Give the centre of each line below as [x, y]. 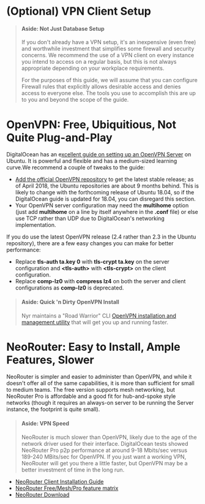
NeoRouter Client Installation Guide [59, 481]
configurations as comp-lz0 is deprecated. [69, 288]
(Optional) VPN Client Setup [79, 11]
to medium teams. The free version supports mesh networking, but [91, 390]
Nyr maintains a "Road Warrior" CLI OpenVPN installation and [99, 315]
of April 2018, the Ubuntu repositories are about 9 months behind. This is [107, 186]
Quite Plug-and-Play [59, 138]
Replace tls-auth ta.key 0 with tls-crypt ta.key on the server [92, 262]
